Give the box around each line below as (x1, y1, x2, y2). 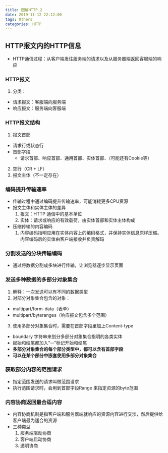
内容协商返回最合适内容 (5, 399, 62, 406)
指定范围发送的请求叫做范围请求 (12, 378, 79, 384)
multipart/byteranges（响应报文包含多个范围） (12, 312, 110, 318)
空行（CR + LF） (12, 165, 47, 172)
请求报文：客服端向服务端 (12, 99, 66, 105)
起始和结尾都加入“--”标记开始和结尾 (12, 339, 87, 346)
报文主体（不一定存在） (12, 172, 62, 178)
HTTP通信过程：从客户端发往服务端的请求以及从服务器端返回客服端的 (12, 56, 157, 62)
